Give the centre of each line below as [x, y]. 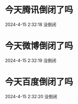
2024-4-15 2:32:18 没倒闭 [31, 24]
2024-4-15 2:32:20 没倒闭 [31, 96]
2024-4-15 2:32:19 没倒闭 [31, 60]
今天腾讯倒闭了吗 [39, 10]
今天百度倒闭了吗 [39, 82]
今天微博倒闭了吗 [39, 46]
